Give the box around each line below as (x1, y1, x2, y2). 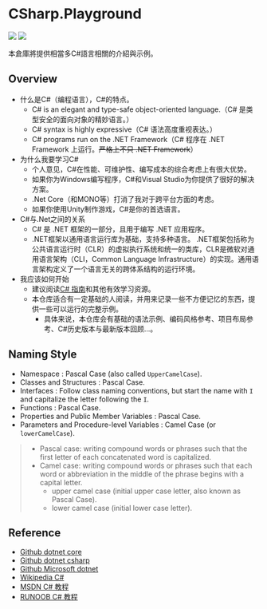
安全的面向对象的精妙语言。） (38, 114, 134, 124)
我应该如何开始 (19, 274, 69, 283)
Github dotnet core (19, 548, 82, 557)
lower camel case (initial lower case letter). (51, 503, 193, 512)
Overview (8, 73, 58, 86)
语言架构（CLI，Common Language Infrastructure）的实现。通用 (38, 254, 253, 263)
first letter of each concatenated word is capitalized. (39, 452, 212, 461)
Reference (8, 526, 61, 540)
